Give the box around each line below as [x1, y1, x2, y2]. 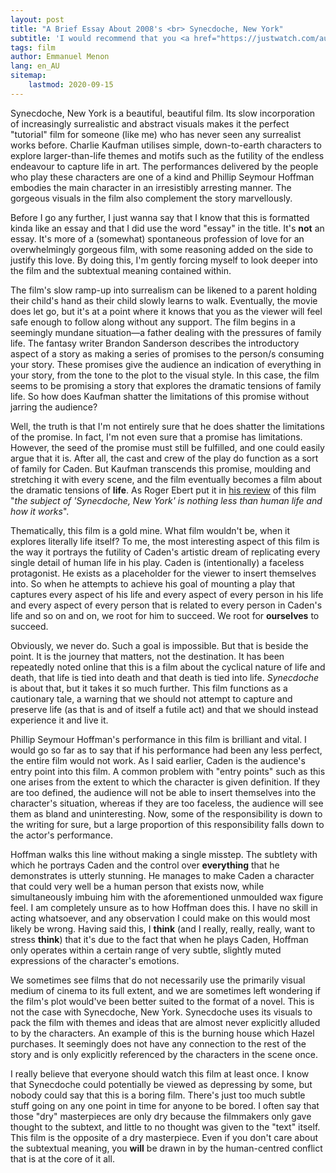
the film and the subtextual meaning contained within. [10, 264, 232, 276]
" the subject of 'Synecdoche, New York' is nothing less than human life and [10, 494, 323, 506]
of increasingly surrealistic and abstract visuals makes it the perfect [10, 117, 290, 130]
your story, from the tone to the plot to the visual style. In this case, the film [10, 369, 320, 381]
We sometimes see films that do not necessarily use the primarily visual [10, 974, 306, 986]
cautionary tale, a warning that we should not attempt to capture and [10, 692, 293, 705]
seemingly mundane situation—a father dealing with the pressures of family [10, 326, 322, 338]
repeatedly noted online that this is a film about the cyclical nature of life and [10, 661, 326, 673]
